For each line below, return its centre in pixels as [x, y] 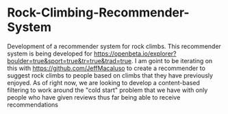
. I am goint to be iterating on [172, 60]
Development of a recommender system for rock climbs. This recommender [114, 46]
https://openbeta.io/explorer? [135, 54]
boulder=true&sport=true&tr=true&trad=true [69, 60]
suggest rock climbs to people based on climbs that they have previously [110, 75]
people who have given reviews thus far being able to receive [94, 97]
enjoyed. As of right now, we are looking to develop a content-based [104, 82]
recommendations [33, 104]
